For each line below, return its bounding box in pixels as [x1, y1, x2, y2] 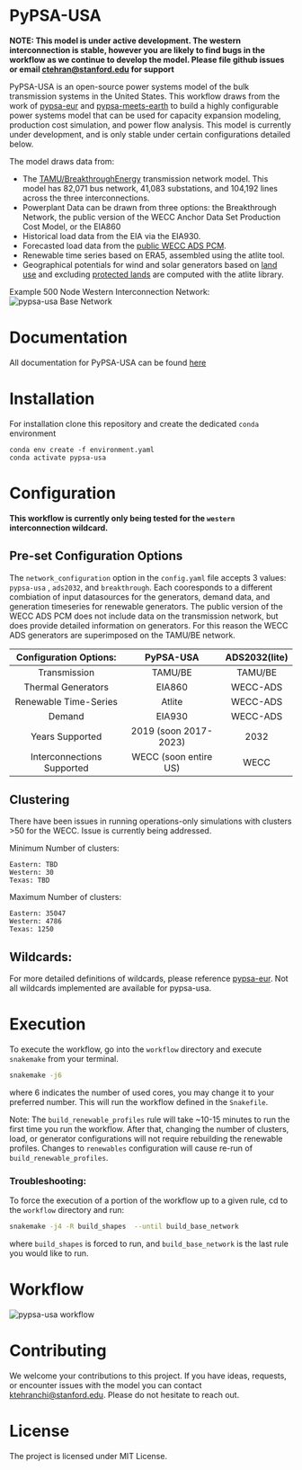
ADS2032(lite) [225, 651, 289, 664]
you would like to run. [9, 1248, 89, 1259]
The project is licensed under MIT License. [9, 1450, 168, 1461]
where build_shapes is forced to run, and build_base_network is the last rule [9, 1238, 289, 1250]
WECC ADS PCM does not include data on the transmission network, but [9, 610, 279, 621]
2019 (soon [130, 725, 182, 737]
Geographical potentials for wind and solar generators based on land [22, 259, 278, 270]
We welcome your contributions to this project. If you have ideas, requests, [9, 1370, 288, 1381]
